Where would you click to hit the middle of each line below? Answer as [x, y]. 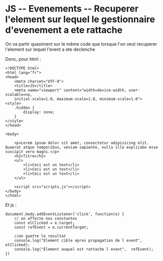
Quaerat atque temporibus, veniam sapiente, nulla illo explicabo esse [81, 147]
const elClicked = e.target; [45, 223]
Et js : [11, 205]
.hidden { [25, 108]
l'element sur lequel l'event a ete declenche [50, 49]
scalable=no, [19, 94]
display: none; [39, 112]
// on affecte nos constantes [46, 218]
